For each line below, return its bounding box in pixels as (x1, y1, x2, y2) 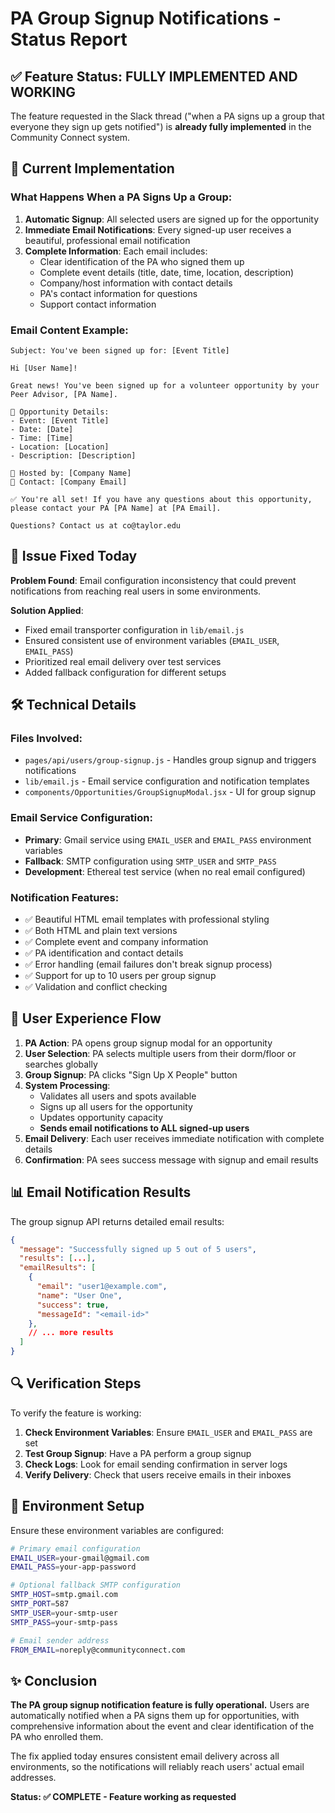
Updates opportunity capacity (39, 1111, 164, 1123)
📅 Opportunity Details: (10, 407, 110, 417)
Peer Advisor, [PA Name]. (10, 389, 118, 399)
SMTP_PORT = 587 (10, 1599, 70, 1609)
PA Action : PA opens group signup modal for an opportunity (24, 1037, 273, 1049)
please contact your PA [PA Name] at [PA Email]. (10, 503, 222, 513)
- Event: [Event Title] (10, 415, 110, 426)
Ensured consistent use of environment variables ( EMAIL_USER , (24, 634, 280, 646)
